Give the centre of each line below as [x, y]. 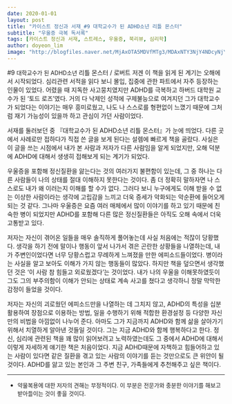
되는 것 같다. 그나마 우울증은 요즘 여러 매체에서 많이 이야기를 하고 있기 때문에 [110, 205]
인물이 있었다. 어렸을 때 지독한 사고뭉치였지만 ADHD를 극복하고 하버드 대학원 [111, 90]
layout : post [26, 20]
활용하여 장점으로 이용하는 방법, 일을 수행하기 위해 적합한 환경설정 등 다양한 [108, 312]
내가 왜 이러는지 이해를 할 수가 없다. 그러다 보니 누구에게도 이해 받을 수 [120, 188]
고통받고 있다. [26, 222]
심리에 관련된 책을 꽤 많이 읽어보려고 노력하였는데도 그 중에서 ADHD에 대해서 [119, 338]
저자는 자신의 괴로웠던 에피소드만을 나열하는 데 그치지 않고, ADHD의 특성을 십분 [114, 304]
